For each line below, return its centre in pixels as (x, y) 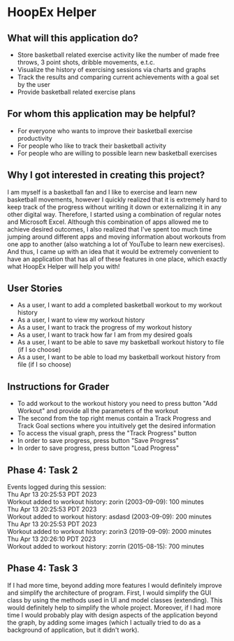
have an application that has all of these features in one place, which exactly (117, 259)
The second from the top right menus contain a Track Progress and (114, 418)
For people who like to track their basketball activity (92, 146)
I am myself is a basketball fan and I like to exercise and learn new (102, 192)
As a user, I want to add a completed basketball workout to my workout (119, 305)
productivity (35, 138)
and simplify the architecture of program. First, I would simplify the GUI (109, 593)
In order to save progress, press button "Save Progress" (98, 441)
